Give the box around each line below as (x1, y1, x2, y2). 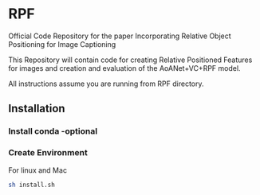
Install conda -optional (8, 126, 98, 137)
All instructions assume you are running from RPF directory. (8, 79, 205, 88)
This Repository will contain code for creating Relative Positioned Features (8, 55, 253, 64)
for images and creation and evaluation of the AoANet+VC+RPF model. (8, 63, 241, 72)
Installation (8, 102, 65, 115)
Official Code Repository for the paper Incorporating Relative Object (8, 31, 231, 41)
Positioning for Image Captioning (8, 39, 116, 49)
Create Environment (8, 147, 88, 158)
